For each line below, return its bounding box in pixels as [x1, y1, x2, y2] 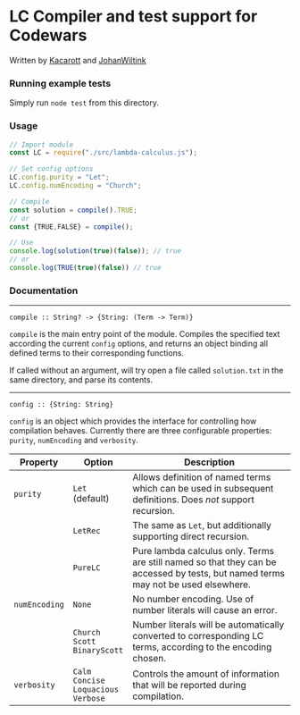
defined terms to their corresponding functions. [9, 348, 185, 358]
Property [19, 456, 59, 468]
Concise [72, 676, 105, 686]
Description [184, 456, 235, 468]
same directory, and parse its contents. [9, 374, 154, 385]
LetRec [72, 526, 101, 536]
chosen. [132, 652, 167, 665]
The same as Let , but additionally [132, 519, 272, 532]
